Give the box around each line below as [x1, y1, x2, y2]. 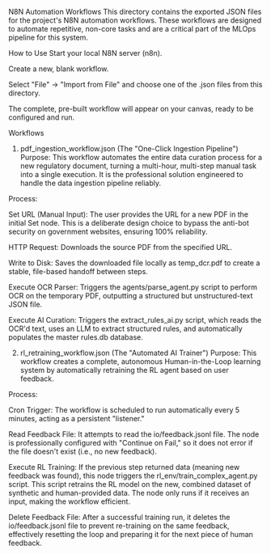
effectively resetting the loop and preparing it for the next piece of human [8, 530, 253, 539]
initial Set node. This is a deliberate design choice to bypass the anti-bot [8, 218, 249, 227]
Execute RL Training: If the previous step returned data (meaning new [8, 463, 240, 472]
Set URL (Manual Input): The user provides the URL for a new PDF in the [8, 209, 249, 219]
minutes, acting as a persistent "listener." [8, 414, 145, 423]
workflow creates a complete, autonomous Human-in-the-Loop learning [19, 357, 261, 366]
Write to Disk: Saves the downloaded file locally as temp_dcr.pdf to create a [8, 258, 260, 268]
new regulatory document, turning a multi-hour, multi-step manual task [19, 161, 257, 171]
